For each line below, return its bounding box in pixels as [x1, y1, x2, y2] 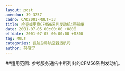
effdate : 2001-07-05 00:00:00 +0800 [5, 31, 83, 36]
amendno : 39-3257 [5, 12, 42, 17]
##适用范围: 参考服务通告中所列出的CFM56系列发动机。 [5, 60, 123, 66]
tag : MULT [5, 36, 27, 41]
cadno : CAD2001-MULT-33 [5, 17, 56, 22]
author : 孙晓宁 [5, 45, 35, 51]
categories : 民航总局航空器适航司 [5, 41, 71, 46]
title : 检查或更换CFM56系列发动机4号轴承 [5, 21, 85, 27]
